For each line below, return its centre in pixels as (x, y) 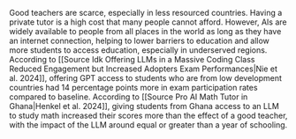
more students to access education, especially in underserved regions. (138, 50)
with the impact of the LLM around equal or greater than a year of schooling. (148, 125)
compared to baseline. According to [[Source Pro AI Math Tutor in (129, 97)
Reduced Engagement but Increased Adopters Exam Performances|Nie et (144, 69)
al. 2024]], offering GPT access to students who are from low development (146, 78)
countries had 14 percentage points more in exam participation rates (133, 88)
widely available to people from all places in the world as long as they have (145, 31)
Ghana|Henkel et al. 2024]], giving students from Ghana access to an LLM (144, 106)
